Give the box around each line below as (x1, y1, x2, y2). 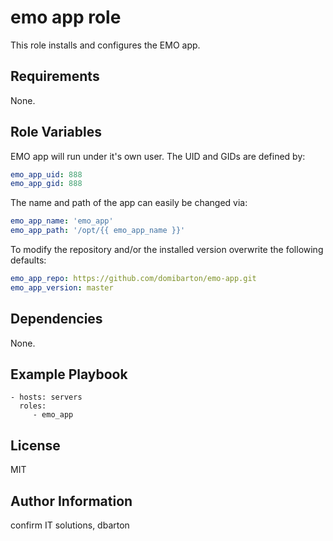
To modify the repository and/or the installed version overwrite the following (10, 244, 324, 256)
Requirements (10, 68, 100, 85)
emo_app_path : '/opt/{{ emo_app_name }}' (10, 226, 186, 236)
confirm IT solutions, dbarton (10, 519, 130, 531)
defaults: (10, 254, 47, 266)
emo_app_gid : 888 (10, 179, 83, 189)
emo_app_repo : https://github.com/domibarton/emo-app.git (10, 274, 257, 284)
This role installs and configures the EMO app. (10, 39, 201, 51)
